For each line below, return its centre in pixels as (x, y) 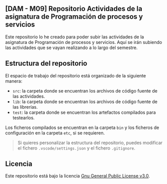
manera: (14, 81)
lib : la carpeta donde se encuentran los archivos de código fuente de (85, 102)
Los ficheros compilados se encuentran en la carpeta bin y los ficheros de (82, 127)
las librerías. (25, 107)
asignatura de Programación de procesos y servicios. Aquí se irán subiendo (84, 42)
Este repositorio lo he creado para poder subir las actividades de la (75, 37)
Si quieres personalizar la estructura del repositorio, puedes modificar (90, 143)
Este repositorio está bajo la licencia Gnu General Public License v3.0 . (77, 176)
